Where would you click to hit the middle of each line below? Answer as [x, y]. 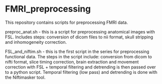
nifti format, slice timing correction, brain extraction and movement [72, 62]
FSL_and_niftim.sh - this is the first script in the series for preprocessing [77, 51]
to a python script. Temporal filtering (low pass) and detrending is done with [81, 72]
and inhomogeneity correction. [36, 42]
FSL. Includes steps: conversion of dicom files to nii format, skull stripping [79, 37]
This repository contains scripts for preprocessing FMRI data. [66, 22]
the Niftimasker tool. [25, 77]
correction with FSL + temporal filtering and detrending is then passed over [81, 67]
